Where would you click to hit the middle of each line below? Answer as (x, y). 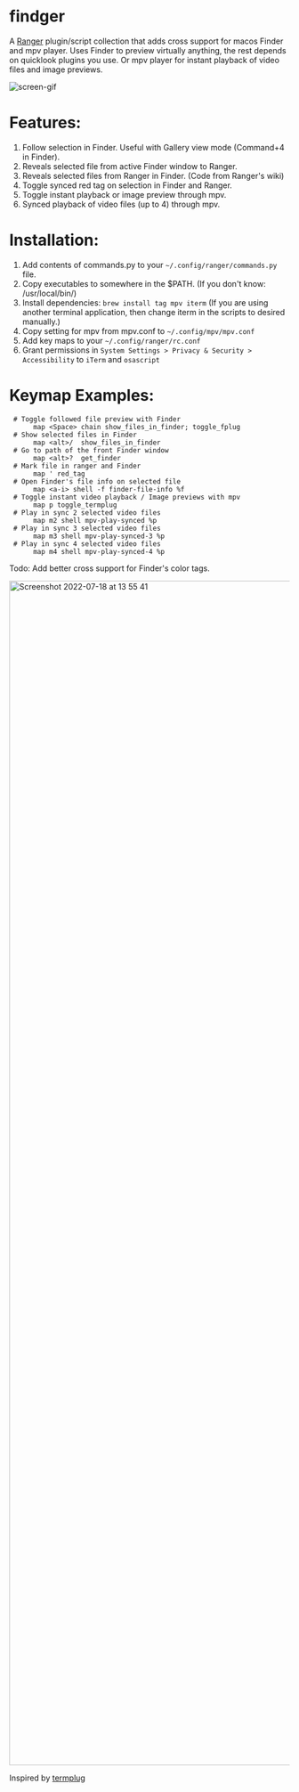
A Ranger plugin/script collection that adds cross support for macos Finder (146, 41)
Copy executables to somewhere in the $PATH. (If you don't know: (144, 283)
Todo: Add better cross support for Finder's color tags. (110, 568)
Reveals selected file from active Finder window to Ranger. (129, 166)
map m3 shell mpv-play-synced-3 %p (99, 536)
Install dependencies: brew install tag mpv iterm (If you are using (145, 302)
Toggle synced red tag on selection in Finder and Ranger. (127, 185)
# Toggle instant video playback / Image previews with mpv (127, 497)
